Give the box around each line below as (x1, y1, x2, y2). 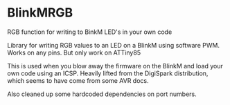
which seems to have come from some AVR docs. (7, 76, 149, 84)
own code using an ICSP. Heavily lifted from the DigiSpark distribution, (7, 69, 209, 77)
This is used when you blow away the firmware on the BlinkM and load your (7, 61, 223, 70)
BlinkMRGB (7, 5, 73, 21)
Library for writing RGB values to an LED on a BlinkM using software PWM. (7, 41, 220, 49)
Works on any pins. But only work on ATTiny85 (7, 48, 141, 57)
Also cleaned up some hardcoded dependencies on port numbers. (7, 90, 197, 98)
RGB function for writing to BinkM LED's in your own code (7, 28, 172, 36)
